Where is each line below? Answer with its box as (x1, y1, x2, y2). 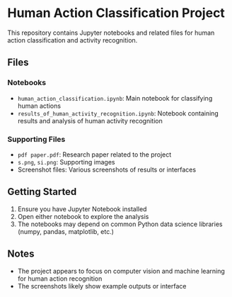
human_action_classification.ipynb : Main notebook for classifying (17, 94, 213, 102)
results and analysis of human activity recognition (17, 116, 163, 125)
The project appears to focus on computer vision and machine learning (17, 267, 225, 275)
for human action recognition (17, 274, 103, 283)
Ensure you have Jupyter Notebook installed (17, 204, 147, 213)
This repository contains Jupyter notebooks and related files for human (7, 28, 215, 37)
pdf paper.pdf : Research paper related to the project (17, 150, 172, 159)
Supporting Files (7, 134, 66, 144)
